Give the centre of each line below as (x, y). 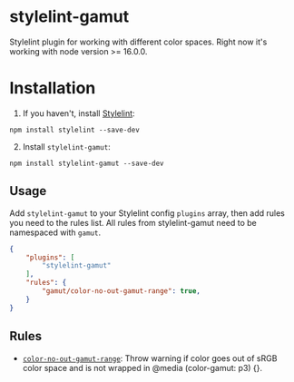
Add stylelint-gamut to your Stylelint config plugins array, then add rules (147, 213)
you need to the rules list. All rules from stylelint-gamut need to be (133, 222)
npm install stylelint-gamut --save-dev (87, 163)
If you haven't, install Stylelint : (78, 113)
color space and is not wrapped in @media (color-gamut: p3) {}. (142, 367)
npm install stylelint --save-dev (75, 130)
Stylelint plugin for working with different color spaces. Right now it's (138, 42)
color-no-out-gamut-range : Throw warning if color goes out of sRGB (150, 358)
